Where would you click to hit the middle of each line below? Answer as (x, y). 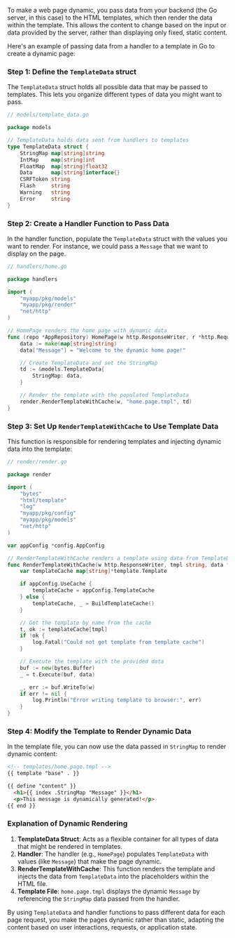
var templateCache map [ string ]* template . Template (94, 572)
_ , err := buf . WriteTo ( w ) (58, 687)
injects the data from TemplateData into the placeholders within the (113, 876)
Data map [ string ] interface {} (70, 173)
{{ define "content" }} (42, 786)
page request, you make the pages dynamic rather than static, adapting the (116, 920)
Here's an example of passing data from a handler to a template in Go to (111, 46)
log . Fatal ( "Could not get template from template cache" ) (119, 642)
